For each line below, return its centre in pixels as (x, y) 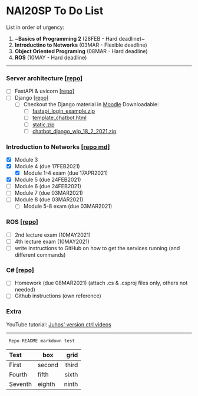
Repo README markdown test (42, 341)
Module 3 (26, 159)
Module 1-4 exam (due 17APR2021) (65, 173)
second (48, 365)
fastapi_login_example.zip (64, 111)
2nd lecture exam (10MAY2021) (53, 235)
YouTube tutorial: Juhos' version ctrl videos (59, 324)
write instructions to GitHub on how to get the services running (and (97, 248)
